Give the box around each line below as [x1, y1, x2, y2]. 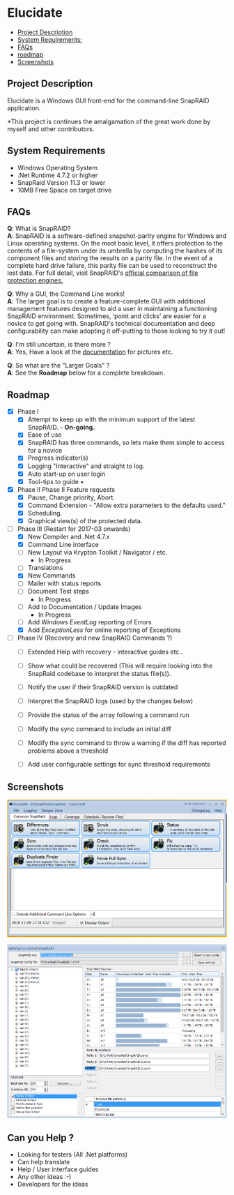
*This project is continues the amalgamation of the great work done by [7, 117, 211, 126]
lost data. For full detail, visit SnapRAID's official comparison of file [7, 269, 198, 277]
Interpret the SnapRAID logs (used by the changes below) [27, 696, 194, 705]
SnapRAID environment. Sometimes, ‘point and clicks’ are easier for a [7, 312, 207, 320]
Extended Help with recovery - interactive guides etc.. [27, 647, 183, 656]
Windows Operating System [17, 163, 98, 172]
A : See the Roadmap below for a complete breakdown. [7, 368, 165, 377]
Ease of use [27, 430, 62, 439]
